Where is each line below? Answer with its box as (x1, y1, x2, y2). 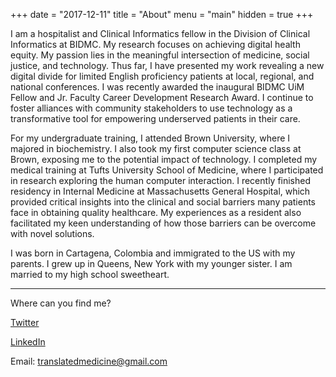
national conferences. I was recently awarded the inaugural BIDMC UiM (10, 81, 305, 93)
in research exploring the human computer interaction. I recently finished (10, 175, 312, 186)
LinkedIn (10, 336, 46, 348)
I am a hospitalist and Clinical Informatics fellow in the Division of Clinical (10, 28, 311, 39)
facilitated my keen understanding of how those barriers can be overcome (10, 217, 317, 229)
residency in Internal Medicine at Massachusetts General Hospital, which (10, 185, 311, 197)
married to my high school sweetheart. (10, 269, 170, 280)
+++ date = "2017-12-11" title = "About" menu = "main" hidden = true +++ (10, 9, 314, 20)
